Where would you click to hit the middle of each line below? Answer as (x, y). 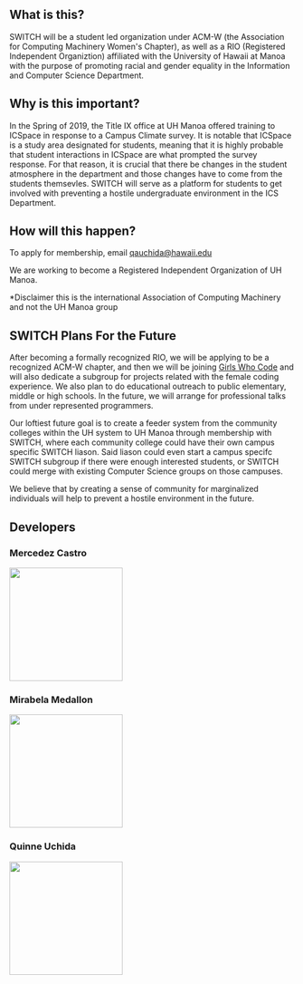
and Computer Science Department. (77, 75)
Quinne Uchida (43, 846)
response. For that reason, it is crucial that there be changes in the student (148, 164)
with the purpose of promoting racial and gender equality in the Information (150, 65)
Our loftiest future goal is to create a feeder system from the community (143, 423)
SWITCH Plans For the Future (93, 336)
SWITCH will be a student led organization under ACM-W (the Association (147, 36)
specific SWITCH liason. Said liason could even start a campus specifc (141, 452)
